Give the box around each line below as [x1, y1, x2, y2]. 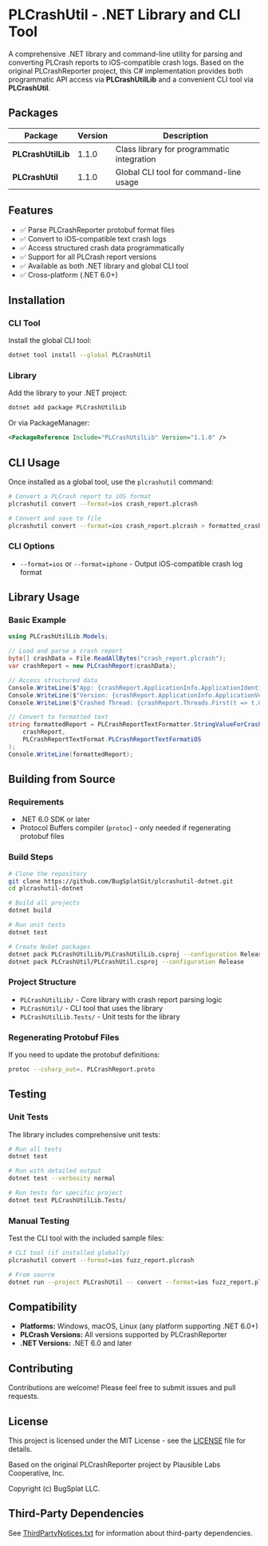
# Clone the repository [8, 869, 88, 877]
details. [8, 1444, 33, 1454]
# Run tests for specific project [8, 1189, 124, 1197]
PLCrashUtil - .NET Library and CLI [8, 6, 241, 24]
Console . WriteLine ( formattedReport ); [8, 750, 134, 758]
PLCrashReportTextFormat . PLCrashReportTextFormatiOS [22, 736, 202, 744]
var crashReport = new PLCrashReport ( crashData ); [8, 662, 177, 670]
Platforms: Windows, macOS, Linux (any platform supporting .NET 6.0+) [19, 1321, 258, 1331]
